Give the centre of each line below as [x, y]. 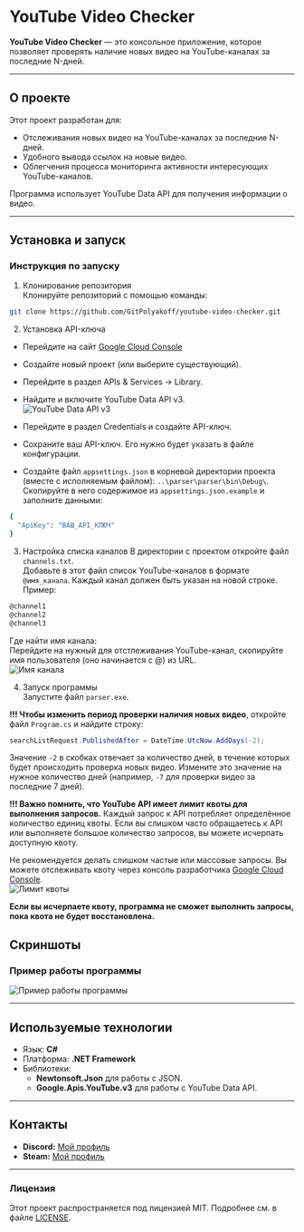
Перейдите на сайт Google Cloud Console [102, 347]
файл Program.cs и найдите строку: [76, 723]
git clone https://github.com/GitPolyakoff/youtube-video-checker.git [145, 312]
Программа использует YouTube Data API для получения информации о [148, 193]
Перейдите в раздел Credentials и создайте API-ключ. [127, 427]
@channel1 [28, 606]
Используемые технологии [91, 1028]
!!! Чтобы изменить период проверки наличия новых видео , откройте [148, 714]
